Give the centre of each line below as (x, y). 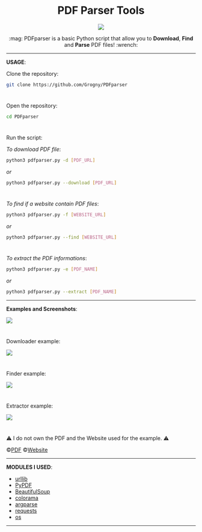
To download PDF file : (34, 149)
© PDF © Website (27, 450)
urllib (21, 479)
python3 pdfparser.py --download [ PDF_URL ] (62, 183)
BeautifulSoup (32, 492)
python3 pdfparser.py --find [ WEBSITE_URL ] (62, 237)
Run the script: (24, 138)
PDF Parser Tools (101, 11)
